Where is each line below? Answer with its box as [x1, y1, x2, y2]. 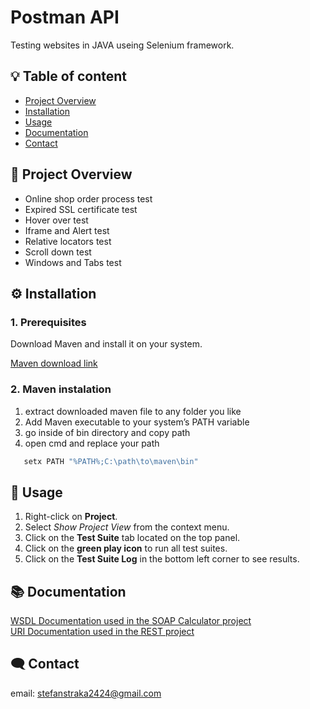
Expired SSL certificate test [24, 203, 138, 215]
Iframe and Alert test [24, 224, 110, 236]
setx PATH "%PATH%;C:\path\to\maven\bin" [23, 456, 199, 466]
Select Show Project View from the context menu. [24, 521, 230, 533]
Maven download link [10, 357, 98, 370]
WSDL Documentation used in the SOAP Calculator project [10, 615, 252, 627]
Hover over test [24, 214, 89, 226]
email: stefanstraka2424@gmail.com [10, 687, 162, 699]
